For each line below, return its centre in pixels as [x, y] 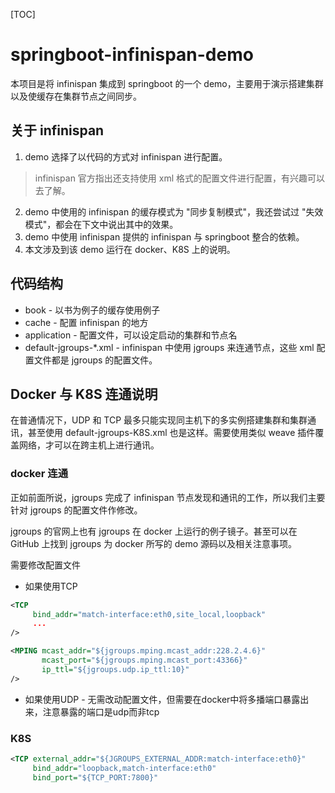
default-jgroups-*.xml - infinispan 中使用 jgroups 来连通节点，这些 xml [169, 347]
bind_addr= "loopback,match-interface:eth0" [124, 768]
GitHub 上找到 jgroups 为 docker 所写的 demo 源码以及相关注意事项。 [154, 543]
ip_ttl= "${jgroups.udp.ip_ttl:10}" [115, 669]
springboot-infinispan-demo [132, 55]
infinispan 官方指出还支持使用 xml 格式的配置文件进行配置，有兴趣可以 [180, 178]
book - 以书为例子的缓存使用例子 [92, 310]
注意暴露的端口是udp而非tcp [101, 711]
